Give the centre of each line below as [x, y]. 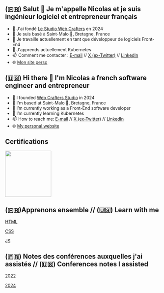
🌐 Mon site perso [30, 62]
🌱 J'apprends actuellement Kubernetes [52, 49]
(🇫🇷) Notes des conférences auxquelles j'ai [74, 256]
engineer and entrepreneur [47, 86]
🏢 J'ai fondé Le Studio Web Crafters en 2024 [57, 29]
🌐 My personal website [36, 126]
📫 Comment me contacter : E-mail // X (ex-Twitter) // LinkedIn [75, 55]
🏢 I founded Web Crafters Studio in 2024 [53, 98]
